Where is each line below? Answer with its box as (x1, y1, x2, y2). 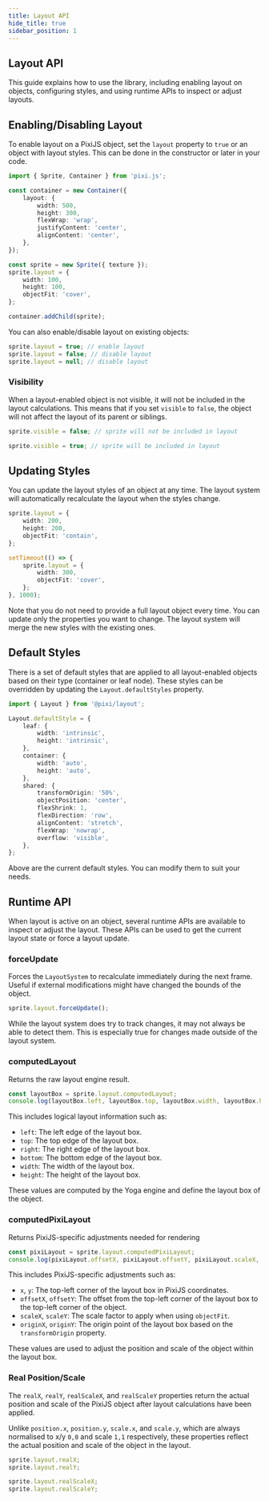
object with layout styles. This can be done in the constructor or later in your (8, 148, 260, 157)
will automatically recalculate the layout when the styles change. (8, 494, 222, 504)
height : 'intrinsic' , (37, 736, 110, 745)
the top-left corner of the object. (19, 1303, 127, 1312)
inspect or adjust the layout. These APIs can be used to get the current (8, 925, 242, 935)
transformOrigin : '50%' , (37, 789, 120, 797)
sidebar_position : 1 (8, 27, 78, 35)
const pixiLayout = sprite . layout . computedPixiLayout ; (8, 1248, 195, 1256)
